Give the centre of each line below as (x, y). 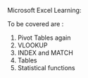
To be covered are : (36, 24)
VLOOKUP (32, 45)
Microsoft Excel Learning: (44, 10)
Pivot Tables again (44, 38)
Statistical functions (46, 68)
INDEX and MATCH (45, 53)
